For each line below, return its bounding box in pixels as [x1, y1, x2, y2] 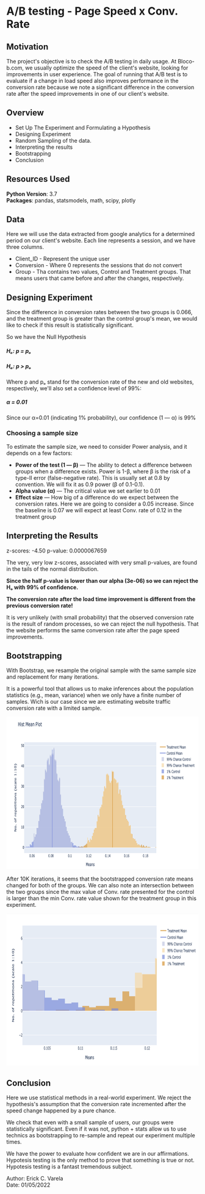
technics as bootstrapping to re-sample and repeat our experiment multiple [6, 1132, 195, 1139]
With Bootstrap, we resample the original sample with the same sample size [6, 667, 196, 674]
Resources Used [6, 174, 70, 184]
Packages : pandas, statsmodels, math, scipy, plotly [6, 196, 136, 204]
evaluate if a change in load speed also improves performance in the [6, 77, 179, 84]
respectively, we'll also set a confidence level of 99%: [6, 384, 142, 391]
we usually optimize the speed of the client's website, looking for [25, 64, 189, 71]
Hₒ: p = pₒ [6, 347, 32, 354]
